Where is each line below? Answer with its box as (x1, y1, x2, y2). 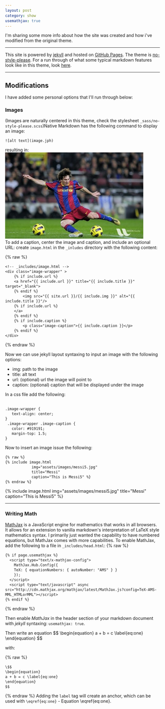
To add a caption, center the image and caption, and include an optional (5, 239, 151, 245)
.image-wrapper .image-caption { (7, 421, 76, 426)
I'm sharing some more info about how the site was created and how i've (5, 33, 152, 38)
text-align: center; (11, 411, 54, 416)
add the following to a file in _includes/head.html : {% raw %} (5, 542, 129, 548)
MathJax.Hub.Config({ (14, 562, 58, 568)
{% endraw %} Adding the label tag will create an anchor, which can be (5, 693, 151, 699)
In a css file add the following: (5, 392, 66, 398)
